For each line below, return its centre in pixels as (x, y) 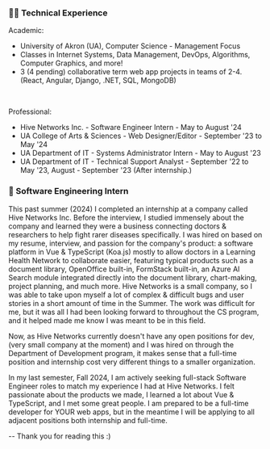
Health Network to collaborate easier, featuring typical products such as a (131, 260)
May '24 (34, 145)
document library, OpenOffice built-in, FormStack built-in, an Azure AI (124, 269)
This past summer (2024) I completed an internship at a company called (128, 208)
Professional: (30, 111)
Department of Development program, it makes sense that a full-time (123, 353)
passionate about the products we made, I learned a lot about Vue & (121, 394)
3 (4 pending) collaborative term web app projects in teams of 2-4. (131, 72)
